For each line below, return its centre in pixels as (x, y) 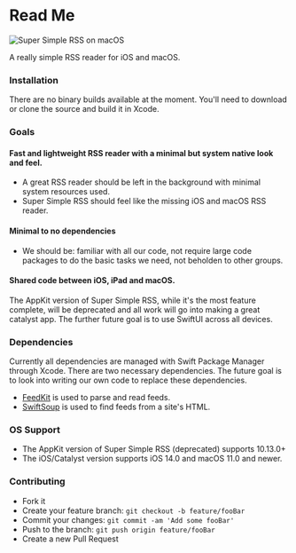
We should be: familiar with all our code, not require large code (137, 250)
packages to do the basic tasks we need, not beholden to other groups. (152, 260)
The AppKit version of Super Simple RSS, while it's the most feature (133, 300)
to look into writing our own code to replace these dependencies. (128, 380)
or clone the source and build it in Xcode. (84, 109)
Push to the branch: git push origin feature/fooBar (118, 529)
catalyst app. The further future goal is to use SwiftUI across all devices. (141, 319)
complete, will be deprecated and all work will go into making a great (135, 309)
